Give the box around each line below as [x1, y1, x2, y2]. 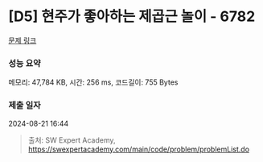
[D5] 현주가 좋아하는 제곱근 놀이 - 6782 [8, 7, 256, 26]
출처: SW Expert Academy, [27, 135, 116, 145]
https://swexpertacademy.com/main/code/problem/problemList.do [27, 144, 250, 154]
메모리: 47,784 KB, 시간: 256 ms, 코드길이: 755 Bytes [8, 77, 179, 87]
